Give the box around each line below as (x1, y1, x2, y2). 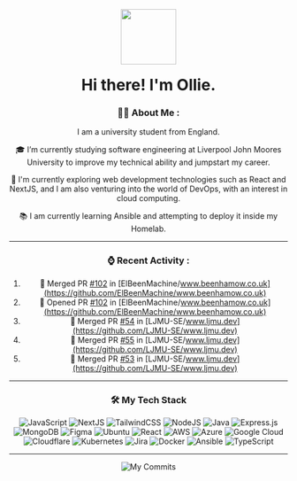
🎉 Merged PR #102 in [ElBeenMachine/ (39, 278, 181, 289)
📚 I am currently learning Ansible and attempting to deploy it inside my (19, 211, 278, 221)
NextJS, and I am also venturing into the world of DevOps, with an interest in (9, 183, 288, 194)
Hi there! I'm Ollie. (80, 75, 217, 95)
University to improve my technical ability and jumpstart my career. (26, 157, 271, 167)
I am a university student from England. (77, 127, 220, 137)
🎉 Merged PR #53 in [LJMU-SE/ (70, 353, 187, 364)
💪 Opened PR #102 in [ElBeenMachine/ (39, 297, 181, 307)
